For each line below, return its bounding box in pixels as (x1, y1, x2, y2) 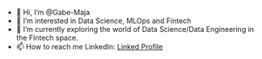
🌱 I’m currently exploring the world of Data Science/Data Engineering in (15, 25, 255, 33)
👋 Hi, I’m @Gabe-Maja (15, 8, 91, 17)
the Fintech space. (15, 33, 78, 42)
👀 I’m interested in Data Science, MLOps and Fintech (15, 16, 192, 26)
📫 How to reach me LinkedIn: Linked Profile (15, 42, 163, 51)
